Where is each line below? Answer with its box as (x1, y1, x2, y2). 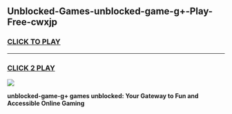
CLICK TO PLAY (7, 37, 61, 47)
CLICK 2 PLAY (7, 63, 55, 73)
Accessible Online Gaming (7, 99, 85, 107)
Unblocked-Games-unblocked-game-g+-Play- (7, 6, 213, 17)
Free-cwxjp (7, 17, 57, 28)
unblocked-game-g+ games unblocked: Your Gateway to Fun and (7, 91, 199, 99)
